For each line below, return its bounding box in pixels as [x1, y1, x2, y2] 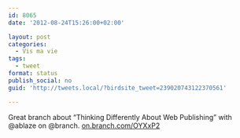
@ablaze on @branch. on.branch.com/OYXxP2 [8, 121, 161, 130]
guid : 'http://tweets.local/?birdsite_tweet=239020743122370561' [8, 84, 227, 92]
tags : [8, 55, 26, 63]
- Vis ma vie [15, 48, 58, 56]
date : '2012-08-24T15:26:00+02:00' [8, 19, 125, 27]
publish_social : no [8, 76, 72, 85]
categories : [8, 40, 47, 48]
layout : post [8, 33, 51, 41]
